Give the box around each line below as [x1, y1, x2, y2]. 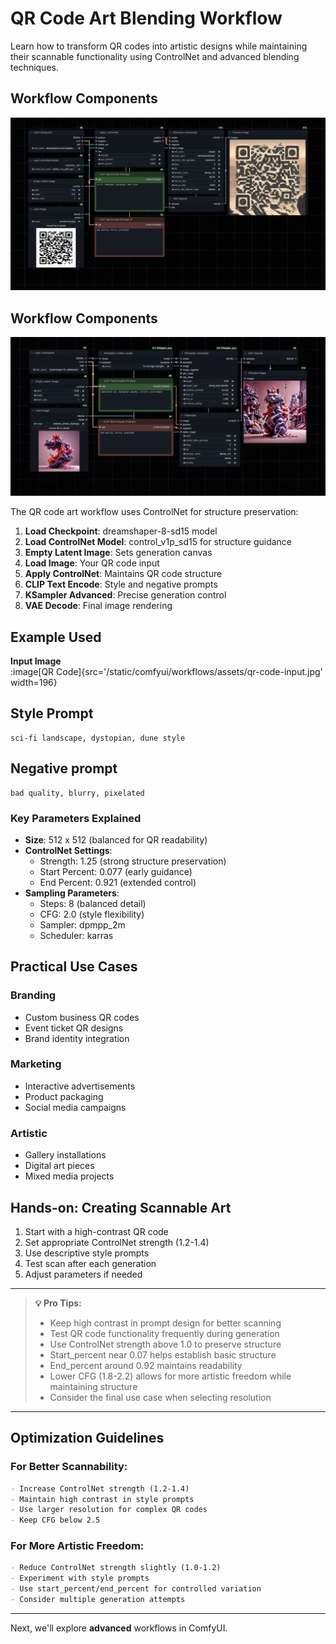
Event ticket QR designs [24, 1022, 124, 1034]
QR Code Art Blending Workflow [10, 7, 283, 30]
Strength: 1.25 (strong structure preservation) [39, 855, 227, 867]
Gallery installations [24, 1149, 107, 1161]
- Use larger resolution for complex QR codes [10, 1505, 208, 1515]
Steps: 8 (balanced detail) [39, 897, 147, 909]
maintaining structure [49, 1380, 138, 1392]
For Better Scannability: [10, 1460, 128, 1474]
